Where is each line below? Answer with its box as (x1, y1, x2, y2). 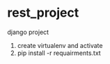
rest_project (7, 5, 79, 21)
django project (7, 28, 49, 36)
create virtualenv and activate (17, 41, 103, 49)
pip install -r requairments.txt (17, 49, 101, 57)
